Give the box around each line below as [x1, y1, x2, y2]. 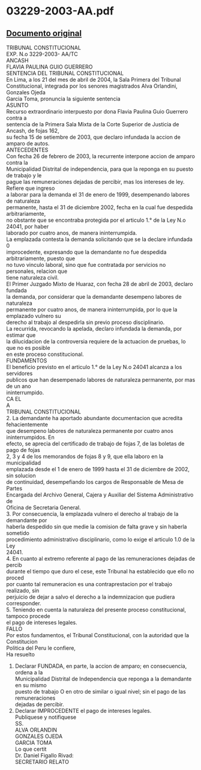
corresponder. [6, 600, 41, 607]
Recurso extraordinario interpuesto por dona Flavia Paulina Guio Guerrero [6, 108, 188, 115]
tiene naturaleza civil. [6, 274, 59, 281]
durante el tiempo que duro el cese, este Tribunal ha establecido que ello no [6, 568, 194, 575]
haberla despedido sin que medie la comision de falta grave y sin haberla [6, 523, 187, 530]
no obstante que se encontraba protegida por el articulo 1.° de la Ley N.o [6, 216, 186, 224]
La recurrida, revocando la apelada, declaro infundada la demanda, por [6, 325, 182, 332]
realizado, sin [6, 587, 40, 594]
